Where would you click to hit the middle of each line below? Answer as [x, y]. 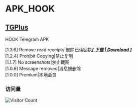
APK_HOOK [30, 9]
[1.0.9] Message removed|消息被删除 [43, 69]
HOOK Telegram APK [27, 39]
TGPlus [17, 27]
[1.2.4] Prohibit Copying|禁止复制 [39, 56]
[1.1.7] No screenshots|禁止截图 [37, 62]
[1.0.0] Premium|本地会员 [31, 75]
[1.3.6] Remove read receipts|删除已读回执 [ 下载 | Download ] [68, 50]
